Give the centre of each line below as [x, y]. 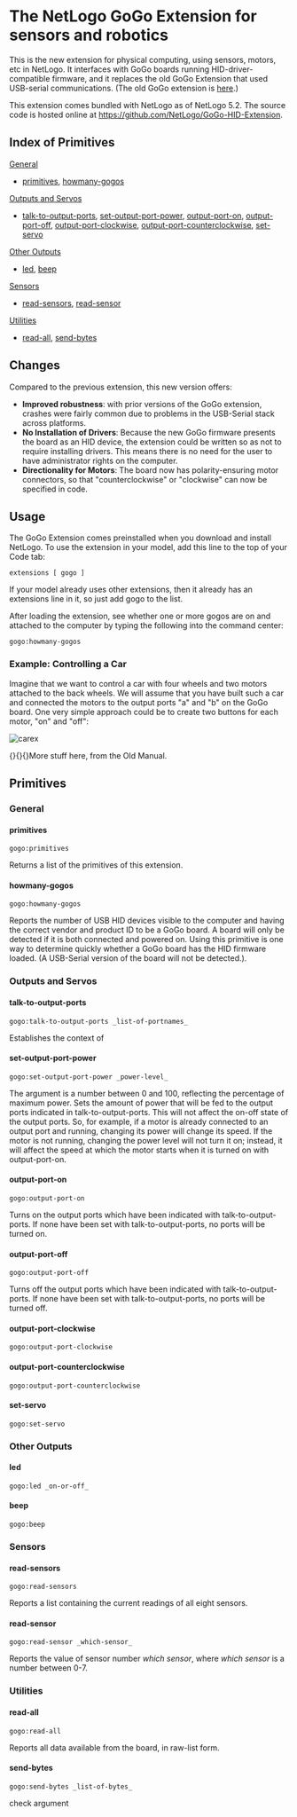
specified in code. [55, 489]
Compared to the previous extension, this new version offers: [121, 387]
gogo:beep [27, 1525]
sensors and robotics [89, 35]
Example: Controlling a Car [68, 665]
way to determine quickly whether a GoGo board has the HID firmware [138, 949]
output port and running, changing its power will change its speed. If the [141, 1131]
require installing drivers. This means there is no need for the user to [147, 451]
